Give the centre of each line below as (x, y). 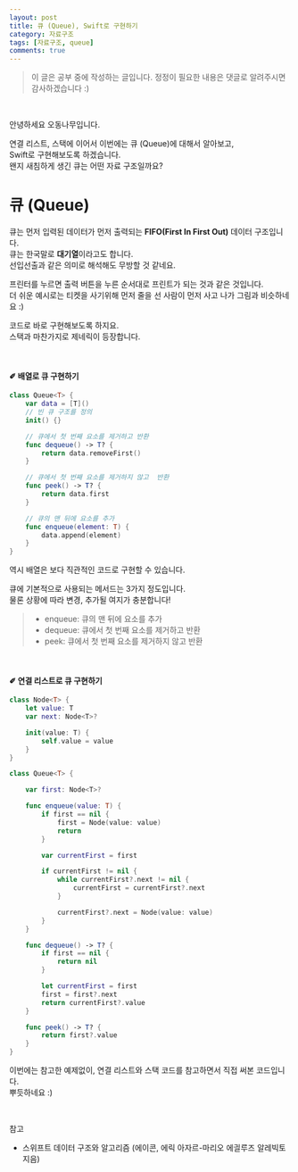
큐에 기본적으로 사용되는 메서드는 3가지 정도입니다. (97, 589)
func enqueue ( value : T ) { (74, 806)
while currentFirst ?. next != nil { (123, 880)
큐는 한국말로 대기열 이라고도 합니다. (71, 254)
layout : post (33, 17)
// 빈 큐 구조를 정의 (59, 412)
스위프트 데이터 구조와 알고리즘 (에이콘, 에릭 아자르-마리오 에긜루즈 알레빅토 (154, 1148)
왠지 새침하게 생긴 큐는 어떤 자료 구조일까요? (86, 166)
